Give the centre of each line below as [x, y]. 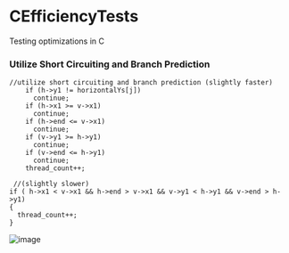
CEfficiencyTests [74, 16]
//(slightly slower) [51, 184]
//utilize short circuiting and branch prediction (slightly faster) [141, 83]
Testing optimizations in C [57, 41]
